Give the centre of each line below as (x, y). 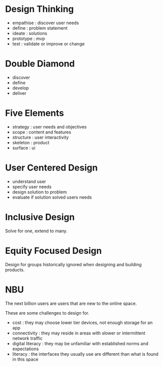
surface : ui (24, 148)
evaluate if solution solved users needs (52, 197)
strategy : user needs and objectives (49, 126)
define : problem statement (40, 28)
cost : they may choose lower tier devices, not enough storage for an (82, 323)
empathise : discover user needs (45, 23)
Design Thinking (40, 9)
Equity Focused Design (54, 251)
